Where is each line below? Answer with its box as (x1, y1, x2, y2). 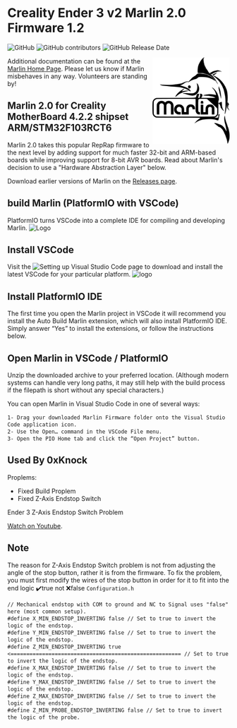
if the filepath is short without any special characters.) (7, 386, 164, 394)
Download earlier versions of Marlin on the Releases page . (7, 176, 178, 185)
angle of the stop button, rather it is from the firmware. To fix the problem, (7, 568, 222, 576)
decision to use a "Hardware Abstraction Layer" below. (7, 163, 167, 171)
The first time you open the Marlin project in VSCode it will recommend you (7, 309, 226, 318)
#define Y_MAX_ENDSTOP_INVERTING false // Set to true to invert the (7, 679, 217, 686)
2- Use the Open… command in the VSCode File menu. (7, 428, 162, 435)
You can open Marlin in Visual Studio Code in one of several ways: (7, 400, 200, 408)
